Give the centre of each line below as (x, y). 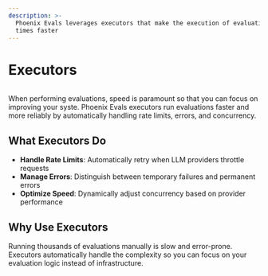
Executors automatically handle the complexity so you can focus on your (128, 255)
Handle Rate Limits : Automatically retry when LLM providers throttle (132, 160)
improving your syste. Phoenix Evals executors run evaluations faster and (129, 107)
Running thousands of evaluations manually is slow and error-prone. (120, 246)
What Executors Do (57, 140)
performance (41, 202)
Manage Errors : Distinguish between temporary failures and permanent (138, 177)
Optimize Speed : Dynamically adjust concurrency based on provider (132, 194)
